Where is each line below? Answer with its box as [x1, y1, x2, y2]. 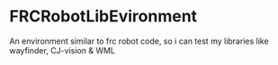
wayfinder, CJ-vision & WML [9, 45, 115, 55]
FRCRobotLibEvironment [9, 6, 198, 27]
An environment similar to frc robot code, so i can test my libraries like [9, 36, 269, 46]
